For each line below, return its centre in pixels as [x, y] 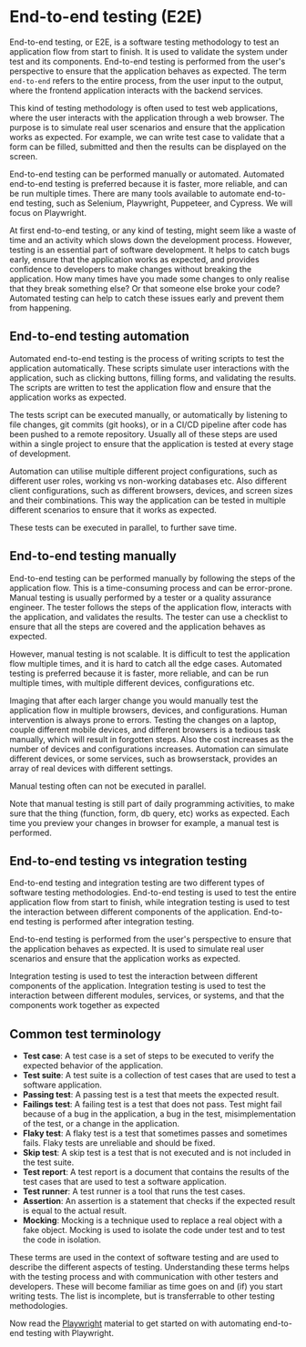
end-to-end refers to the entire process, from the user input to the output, [147, 80]
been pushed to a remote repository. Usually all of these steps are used [143, 434]
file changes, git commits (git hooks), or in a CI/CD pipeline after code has [148, 424]
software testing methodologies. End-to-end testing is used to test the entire [153, 893]
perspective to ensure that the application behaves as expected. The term [148, 71]
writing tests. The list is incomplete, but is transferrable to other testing [142, 1296]
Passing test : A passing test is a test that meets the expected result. [151, 1095]
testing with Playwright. [70, 1333]
